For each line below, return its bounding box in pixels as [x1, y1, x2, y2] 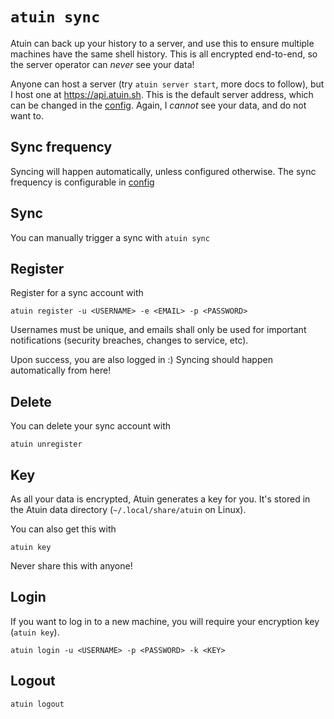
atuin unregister [10, 439, 83, 450]
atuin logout [10, 699, 65, 709]
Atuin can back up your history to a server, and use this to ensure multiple [10, 37, 315, 49]
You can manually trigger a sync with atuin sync [10, 231, 210, 243]
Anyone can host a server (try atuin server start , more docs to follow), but [10, 78, 325, 90]
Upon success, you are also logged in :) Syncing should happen [10, 354, 273, 366]
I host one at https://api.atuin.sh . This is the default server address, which [10, 88, 314, 100]
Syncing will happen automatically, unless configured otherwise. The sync [10, 165, 317, 177]
